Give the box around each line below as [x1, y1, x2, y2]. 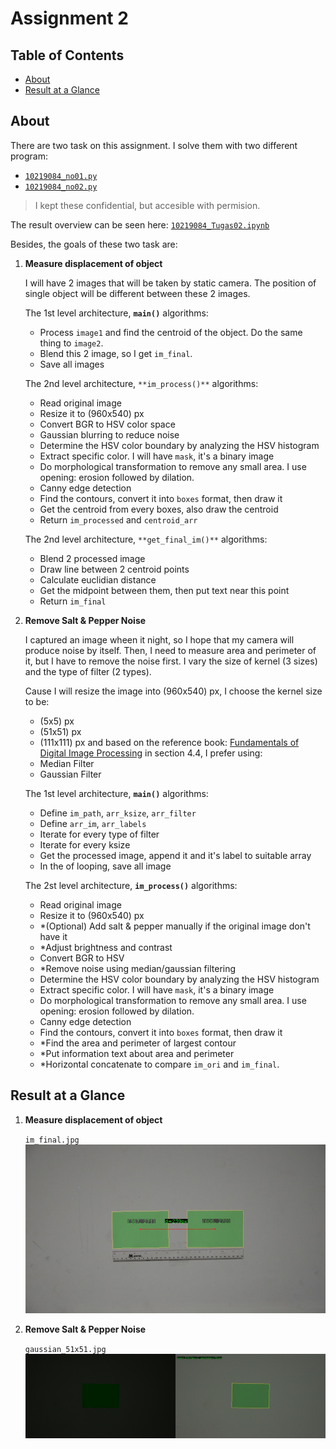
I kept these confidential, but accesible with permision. [34, 199, 261, 211]
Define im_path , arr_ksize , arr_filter [39, 807, 197, 819]
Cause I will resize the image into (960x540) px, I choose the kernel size [24, 685, 323, 697]
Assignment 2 [10, 7, 129, 30]
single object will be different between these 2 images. [24, 287, 251, 299]
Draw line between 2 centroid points [39, 563, 190, 575]
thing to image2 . [39, 337, 104, 349]
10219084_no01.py [24, 171, 98, 181]
